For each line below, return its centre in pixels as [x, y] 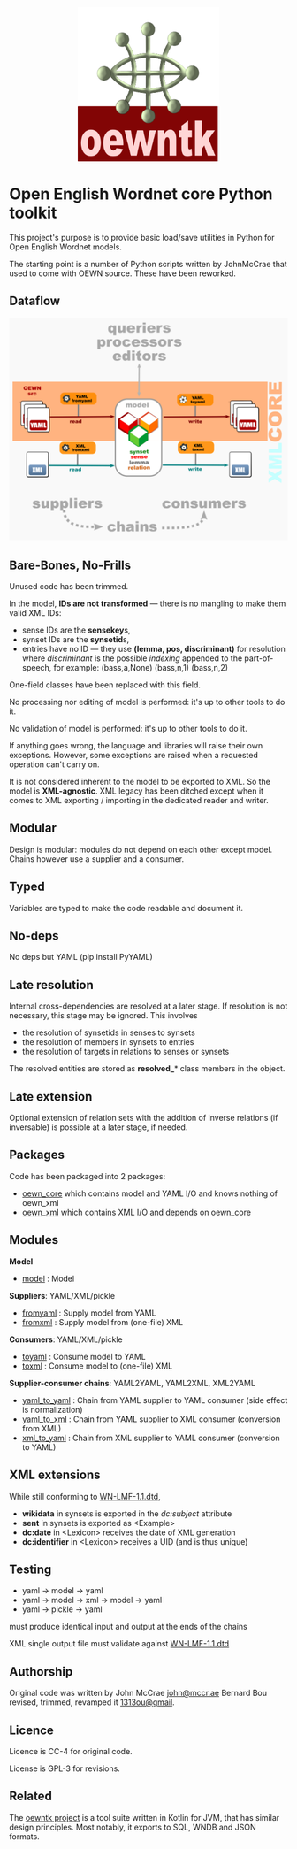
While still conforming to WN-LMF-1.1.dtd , [85, 1496]
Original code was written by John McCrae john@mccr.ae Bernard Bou [138, 1693]
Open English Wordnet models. [65, 247]
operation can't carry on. [54, 764]
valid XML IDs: [35, 613]
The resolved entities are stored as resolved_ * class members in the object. [147, 1069]
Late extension [51, 1097]
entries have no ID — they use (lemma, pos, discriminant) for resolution [153, 649]
